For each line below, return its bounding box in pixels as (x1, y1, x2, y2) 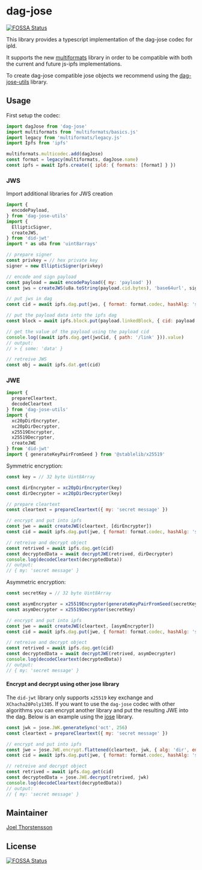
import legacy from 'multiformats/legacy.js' (6, 134, 122, 141)
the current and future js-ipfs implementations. (6, 60, 122, 67)
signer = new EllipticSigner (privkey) (6, 263, 103, 269)
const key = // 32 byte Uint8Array (6, 474, 96, 480)
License (6, 841, 37, 851)
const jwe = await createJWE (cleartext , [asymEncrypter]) (6, 623, 155, 629)
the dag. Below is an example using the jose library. (6, 713, 134, 720)
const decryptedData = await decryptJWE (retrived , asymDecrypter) (6, 651, 176, 657)
